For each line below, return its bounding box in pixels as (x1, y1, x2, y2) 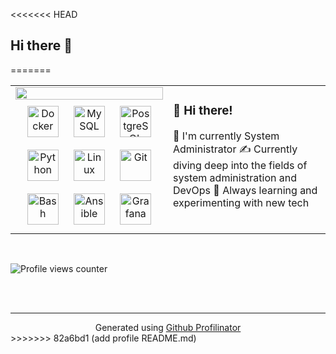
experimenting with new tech (173, 195, 310, 209)
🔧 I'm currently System (173, 129, 280, 143)
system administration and (173, 170, 297, 184)
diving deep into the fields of (173, 158, 308, 172)
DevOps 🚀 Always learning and (173, 183, 318, 197)
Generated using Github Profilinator (94, 321, 242, 333)
